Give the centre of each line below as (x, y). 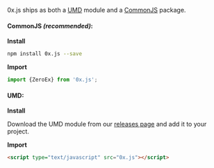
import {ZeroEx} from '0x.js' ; (52, 80)
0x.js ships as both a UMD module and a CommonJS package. (97, 10)
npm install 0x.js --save (44, 54)
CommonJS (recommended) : (50, 26)
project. (18, 131)
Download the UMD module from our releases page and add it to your (107, 124)
